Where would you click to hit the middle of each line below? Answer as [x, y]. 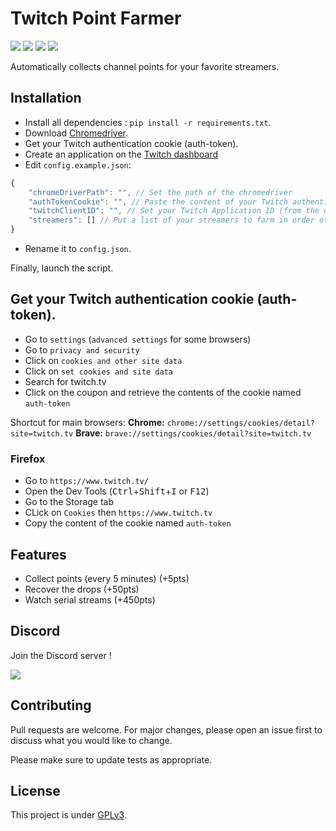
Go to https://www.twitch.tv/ [86, 481]
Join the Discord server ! [61, 655]
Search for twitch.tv [65, 381]
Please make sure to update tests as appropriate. [111, 759]
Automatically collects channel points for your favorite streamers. [145, 66]
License [35, 790]
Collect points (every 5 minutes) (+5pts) [107, 578]
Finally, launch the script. [62, 268]
